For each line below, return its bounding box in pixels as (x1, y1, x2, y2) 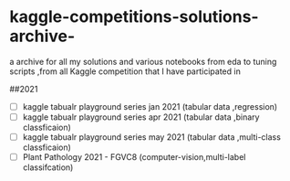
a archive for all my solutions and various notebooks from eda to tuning (9, 56, 277, 67)
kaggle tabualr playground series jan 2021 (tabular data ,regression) (22, 101, 278, 112)
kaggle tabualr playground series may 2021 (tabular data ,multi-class (22, 132, 281, 143)
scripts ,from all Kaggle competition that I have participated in (9, 66, 242, 77)
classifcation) (22, 162, 74, 173)
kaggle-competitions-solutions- (9, 6, 259, 27)
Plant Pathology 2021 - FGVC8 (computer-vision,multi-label (22, 152, 246, 163)
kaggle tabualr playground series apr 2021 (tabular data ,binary (22, 112, 260, 122)
